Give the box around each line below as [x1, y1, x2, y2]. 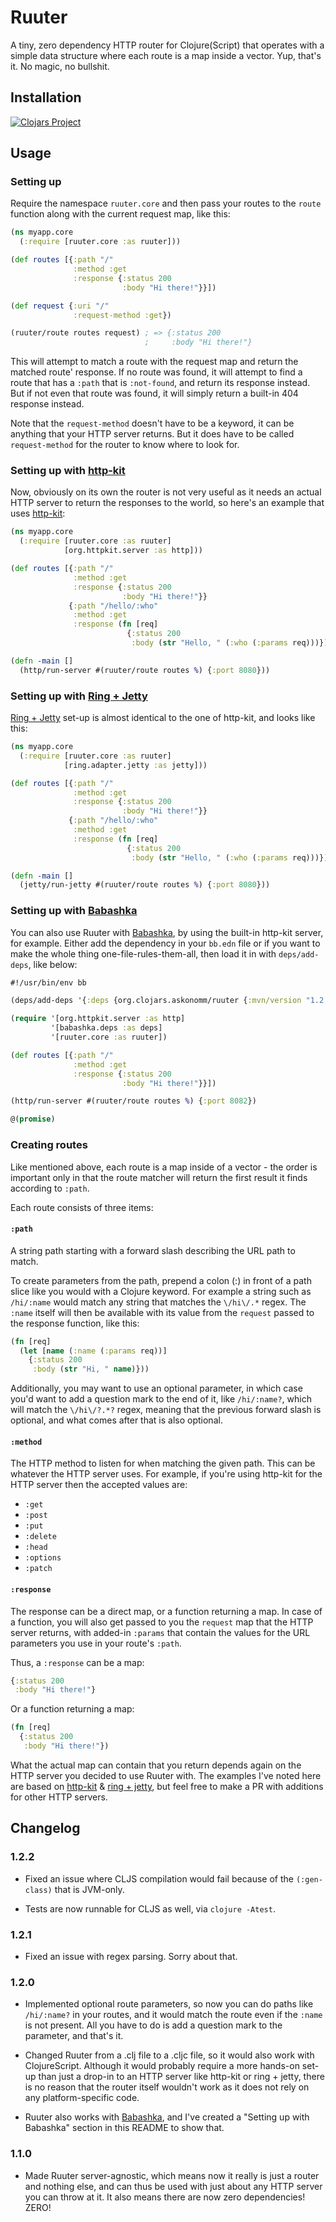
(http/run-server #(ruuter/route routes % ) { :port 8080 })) [19, 665, 271, 675]
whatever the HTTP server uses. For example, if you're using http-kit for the [10, 1468, 323, 1480]
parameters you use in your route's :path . [10, 1637, 182, 1649]
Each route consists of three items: [10, 1201, 154, 1213]
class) [24, 1885, 53, 1895]
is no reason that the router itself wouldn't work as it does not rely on [24, 2081, 310, 2093]
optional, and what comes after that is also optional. [10, 1414, 223, 1426]
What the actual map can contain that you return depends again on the [10, 1759, 302, 1771]
